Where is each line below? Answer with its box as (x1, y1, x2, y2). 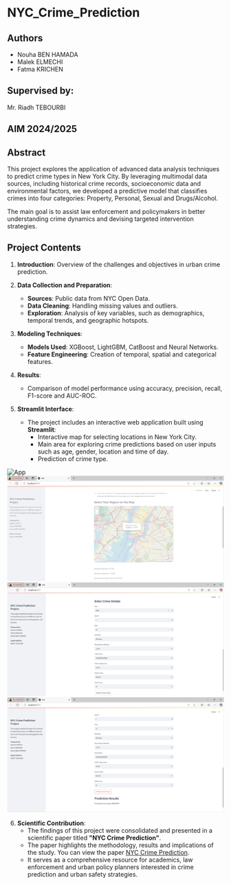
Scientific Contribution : (16, 819, 86, 827)
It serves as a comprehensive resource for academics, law (27, 855, 193, 864)
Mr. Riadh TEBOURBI (7, 103, 66, 111)
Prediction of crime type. (37, 454, 109, 462)
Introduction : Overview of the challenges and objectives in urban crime (16, 260, 221, 268)
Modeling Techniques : (16, 329, 82, 338)
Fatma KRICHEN (16, 65, 63, 73)
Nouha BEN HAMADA (16, 50, 78, 58)
